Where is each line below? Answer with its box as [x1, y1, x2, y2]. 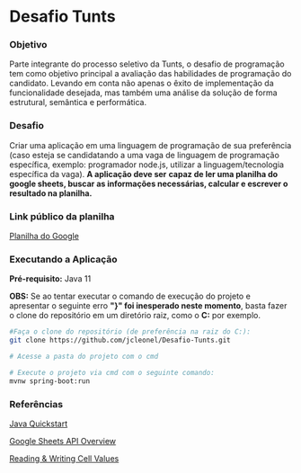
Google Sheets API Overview [9, 436, 117, 447]
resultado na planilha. [9, 187, 93, 199]
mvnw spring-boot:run [9, 376, 91, 386]
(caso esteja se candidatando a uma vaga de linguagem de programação [9, 149, 280, 160]
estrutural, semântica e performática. [9, 97, 146, 108]
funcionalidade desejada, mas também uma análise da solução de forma [9, 87, 278, 98]
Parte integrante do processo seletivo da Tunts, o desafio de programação [9, 58, 285, 69]
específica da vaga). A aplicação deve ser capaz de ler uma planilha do [9, 168, 279, 179]
